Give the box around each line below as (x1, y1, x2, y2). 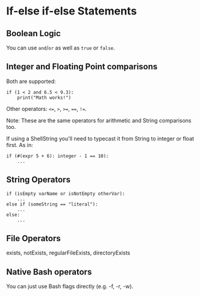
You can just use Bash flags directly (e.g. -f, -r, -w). (6, 283, 134, 290)
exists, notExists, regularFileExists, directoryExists (6, 249, 131, 257)
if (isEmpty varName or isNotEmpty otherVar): (6, 191, 125, 197)
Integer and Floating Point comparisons (6, 61, 158, 72)
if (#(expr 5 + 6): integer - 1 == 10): (6, 153, 110, 159)
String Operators (6, 175, 71, 185)
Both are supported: (6, 77, 56, 85)
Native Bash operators (6, 266, 92, 277)
